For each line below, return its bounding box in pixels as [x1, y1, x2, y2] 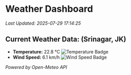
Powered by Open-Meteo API [5, 64, 68, 70]
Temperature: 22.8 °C [12, 48, 60, 54]
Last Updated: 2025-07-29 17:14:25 [5, 20, 81, 26]
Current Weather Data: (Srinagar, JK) [5, 35, 127, 44]
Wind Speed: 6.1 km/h [12, 54, 60, 60]
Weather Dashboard [5, 3, 93, 15]
